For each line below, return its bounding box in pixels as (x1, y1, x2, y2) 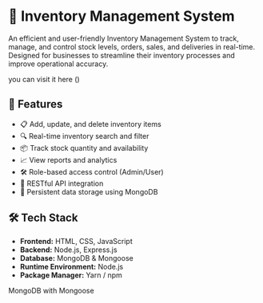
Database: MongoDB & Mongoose (19, 253, 133, 262)
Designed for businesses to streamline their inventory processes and (8, 50, 236, 60)
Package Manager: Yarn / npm (19, 270, 122, 280)
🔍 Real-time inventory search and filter (19, 131, 149, 140)
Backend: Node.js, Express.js (19, 245, 118, 254)
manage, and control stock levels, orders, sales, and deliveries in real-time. (8, 41, 256, 51)
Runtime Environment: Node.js (19, 262, 124, 271)
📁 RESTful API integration (19, 179, 104, 188)
